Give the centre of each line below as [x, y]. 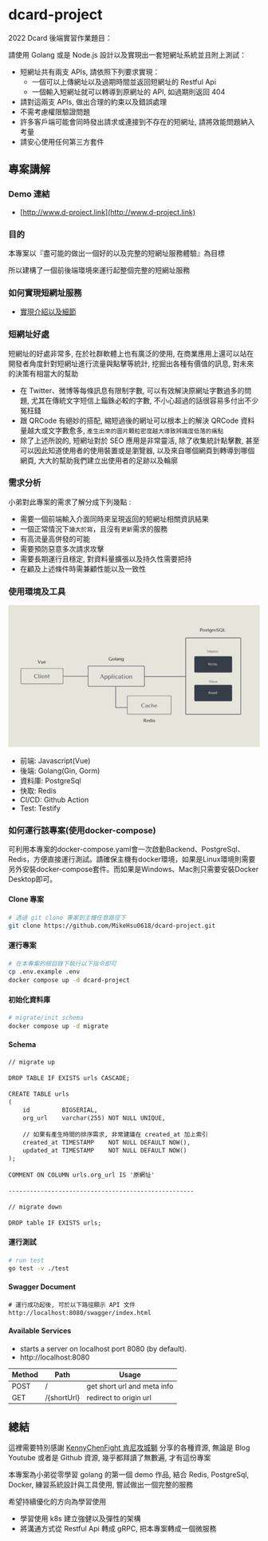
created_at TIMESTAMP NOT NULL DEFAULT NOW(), [107, 1143]
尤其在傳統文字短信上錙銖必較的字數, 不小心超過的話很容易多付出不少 [145, 400]
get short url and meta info [130, 1386]
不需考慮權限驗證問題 [55, 111]
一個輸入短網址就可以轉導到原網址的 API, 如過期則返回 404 [128, 92]
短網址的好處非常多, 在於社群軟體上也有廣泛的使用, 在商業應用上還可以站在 [131, 353]
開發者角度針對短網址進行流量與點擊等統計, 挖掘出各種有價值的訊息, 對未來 [131, 363]
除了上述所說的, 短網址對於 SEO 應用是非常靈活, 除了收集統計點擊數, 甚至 [140, 440]
